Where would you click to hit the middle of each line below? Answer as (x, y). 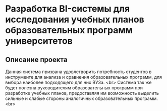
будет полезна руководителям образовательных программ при (74, 88)
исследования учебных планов (75, 19)
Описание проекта (36, 59)
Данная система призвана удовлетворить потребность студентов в (78, 72)
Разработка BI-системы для (68, 9)
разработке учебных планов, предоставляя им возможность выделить (82, 93)
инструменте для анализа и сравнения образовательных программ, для (84, 77)
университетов (39, 41)
